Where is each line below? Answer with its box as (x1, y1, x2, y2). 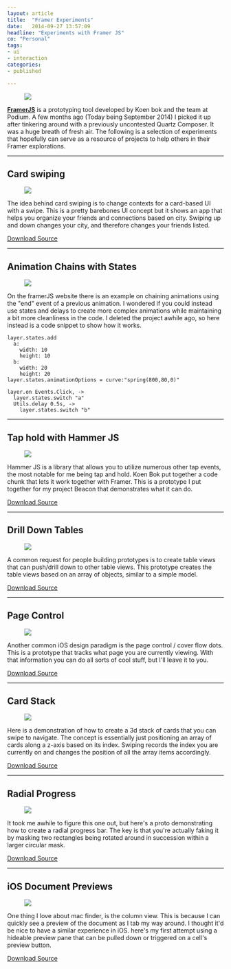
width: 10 (19, 346, 48, 354)
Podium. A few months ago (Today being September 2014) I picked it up (7, 113, 211, 121)
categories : (7, 61, 41, 68)
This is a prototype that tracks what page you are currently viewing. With (7, 648, 214, 656)
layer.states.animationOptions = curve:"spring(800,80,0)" (7, 377, 180, 383)
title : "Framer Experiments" (7, 16, 94, 23)
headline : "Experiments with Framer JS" (7, 29, 125, 36)
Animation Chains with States (7, 260, 137, 272)
